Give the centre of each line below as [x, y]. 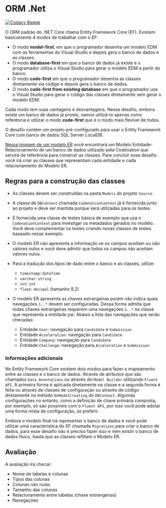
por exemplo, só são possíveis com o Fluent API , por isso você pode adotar [83, 406]
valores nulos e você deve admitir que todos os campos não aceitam [83, 249]
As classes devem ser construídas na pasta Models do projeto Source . [83, 193]
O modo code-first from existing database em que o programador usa [85, 89]
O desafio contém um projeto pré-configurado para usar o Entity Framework [83, 129]
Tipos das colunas [31, 479]
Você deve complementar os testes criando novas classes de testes [82, 228]
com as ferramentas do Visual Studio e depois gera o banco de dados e [86, 52]
